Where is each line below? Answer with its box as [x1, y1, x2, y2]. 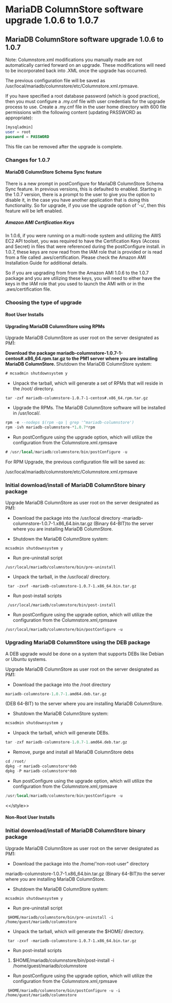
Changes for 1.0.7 [5, 156, 50, 163]
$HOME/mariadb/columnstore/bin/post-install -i [12, 957, 114, 963]
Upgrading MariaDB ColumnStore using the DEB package [5, 639, 150, 646]
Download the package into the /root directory [12, 682, 111, 688]
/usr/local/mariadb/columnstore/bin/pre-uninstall [5, 565, 116, 570]
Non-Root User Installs [5, 814, 55, 820]
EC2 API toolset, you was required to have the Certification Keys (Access [5, 238, 160, 244]
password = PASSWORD [5, 134, 50, 139]
